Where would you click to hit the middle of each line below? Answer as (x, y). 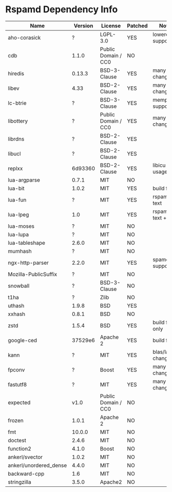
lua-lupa (18, 234)
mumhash (20, 251)
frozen (16, 420)
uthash (16, 305)
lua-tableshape (27, 243)
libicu (159, 165)
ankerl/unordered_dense (38, 465)
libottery (18, 121)
